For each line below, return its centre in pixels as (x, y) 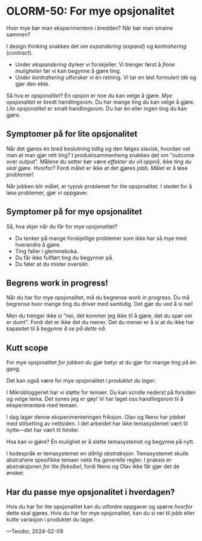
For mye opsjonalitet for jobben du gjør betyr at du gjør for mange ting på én (101, 362)
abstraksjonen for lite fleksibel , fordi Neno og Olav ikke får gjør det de (93, 466)
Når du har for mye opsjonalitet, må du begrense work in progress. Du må (98, 298)
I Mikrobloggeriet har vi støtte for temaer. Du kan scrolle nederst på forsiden (101, 392)
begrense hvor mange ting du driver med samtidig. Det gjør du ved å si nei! (100, 304)
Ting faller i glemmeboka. (47, 251)
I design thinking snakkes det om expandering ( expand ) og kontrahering (96, 46)
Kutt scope (27, 348)
